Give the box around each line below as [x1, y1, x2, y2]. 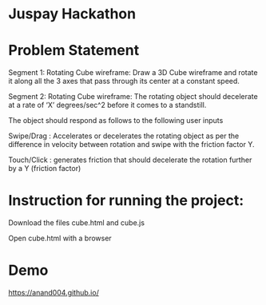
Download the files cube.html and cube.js [8, 218, 145, 228]
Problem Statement [8, 42, 140, 60]
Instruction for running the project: [8, 192, 244, 210]
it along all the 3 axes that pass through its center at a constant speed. [8, 77, 240, 86]
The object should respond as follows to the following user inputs [8, 116, 224, 125]
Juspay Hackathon [8, 5, 137, 23]
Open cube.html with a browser [8, 233, 112, 244]
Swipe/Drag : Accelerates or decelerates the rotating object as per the [8, 131, 240, 141]
